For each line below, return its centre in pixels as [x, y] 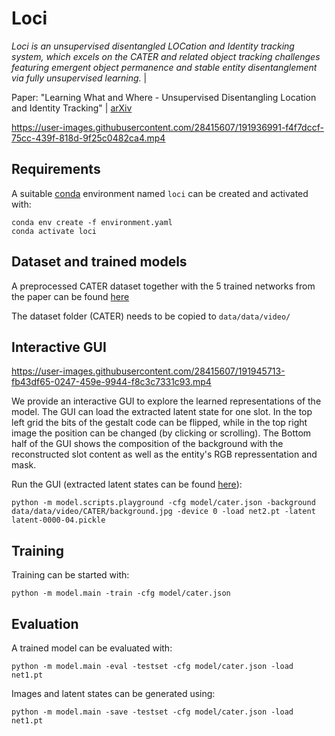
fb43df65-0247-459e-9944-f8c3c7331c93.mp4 [111, 382]
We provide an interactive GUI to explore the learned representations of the [166, 401]
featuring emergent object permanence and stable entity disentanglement [164, 67]
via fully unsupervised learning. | [79, 78]
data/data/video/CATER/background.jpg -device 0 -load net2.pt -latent [163, 512]
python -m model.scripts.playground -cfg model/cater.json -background [163, 503]
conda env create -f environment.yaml [92, 222]
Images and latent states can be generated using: [113, 693]
